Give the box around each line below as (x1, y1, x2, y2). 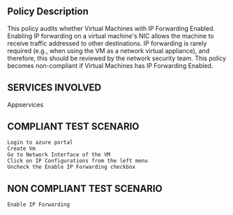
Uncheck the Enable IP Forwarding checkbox (7, 164, 136, 171)
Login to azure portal (7, 139, 73, 146)
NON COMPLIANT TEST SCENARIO (7, 182, 163, 195)
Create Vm (7, 145, 36, 153)
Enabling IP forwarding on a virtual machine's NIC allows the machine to (7, 32, 214, 40)
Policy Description (7, 6, 89, 18)
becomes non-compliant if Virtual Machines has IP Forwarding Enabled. (7, 61, 213, 69)
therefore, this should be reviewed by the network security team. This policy (7, 54, 227, 62)
